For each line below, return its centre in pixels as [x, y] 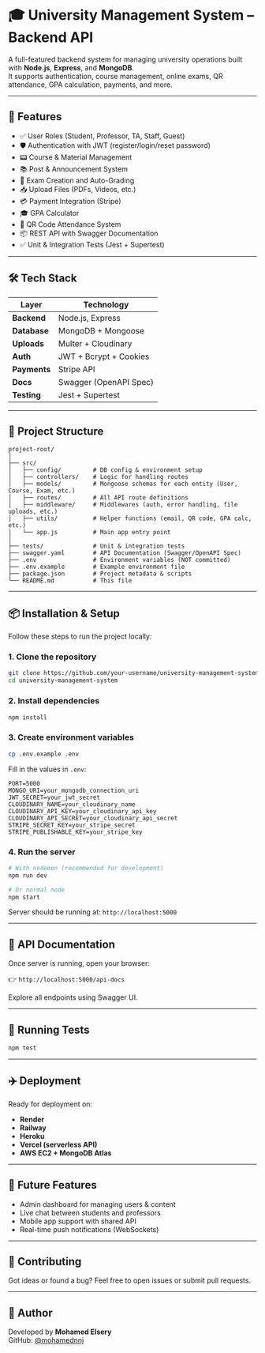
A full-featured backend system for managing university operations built [125, 59]
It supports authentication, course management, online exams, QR [116, 76]
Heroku [32, 1136]
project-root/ [32, 450]
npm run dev [28, 875]
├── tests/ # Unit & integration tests [97, 546]
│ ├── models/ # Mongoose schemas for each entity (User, [123, 484]
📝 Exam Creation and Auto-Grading [77, 180]
